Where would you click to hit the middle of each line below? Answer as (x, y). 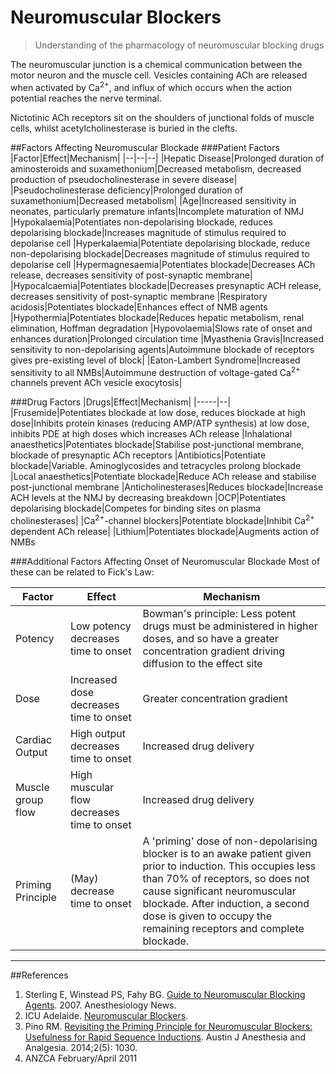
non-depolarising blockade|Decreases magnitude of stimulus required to (160, 253)
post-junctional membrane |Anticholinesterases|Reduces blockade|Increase (167, 487)
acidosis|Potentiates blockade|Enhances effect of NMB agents (139, 307)
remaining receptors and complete (223, 928)
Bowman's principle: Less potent (219, 613)
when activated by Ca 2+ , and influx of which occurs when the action (151, 86)
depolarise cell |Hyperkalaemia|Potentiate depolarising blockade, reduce (160, 243)
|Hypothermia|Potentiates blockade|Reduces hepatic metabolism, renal (157, 317)
